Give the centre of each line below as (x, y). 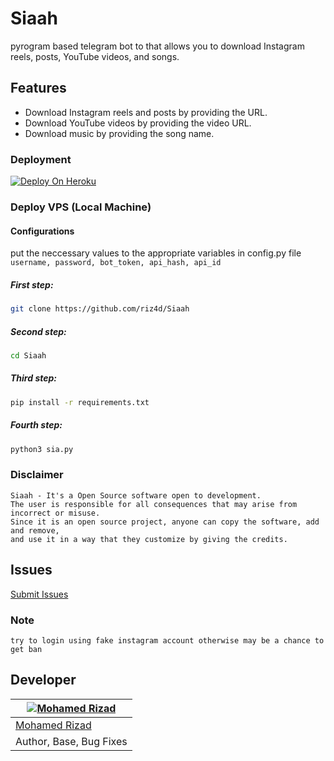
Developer (43, 680)
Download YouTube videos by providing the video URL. (138, 123)
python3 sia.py (42, 449)
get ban (26, 649)
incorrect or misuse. (55, 513)
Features (38, 88)
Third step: (33, 378)
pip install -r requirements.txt (80, 402)
